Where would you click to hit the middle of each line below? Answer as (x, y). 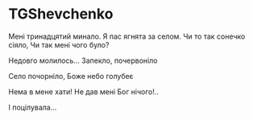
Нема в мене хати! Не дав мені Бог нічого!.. (84, 91)
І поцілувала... (33, 107)
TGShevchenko (61, 14)
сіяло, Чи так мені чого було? (59, 44)
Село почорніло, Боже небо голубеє (71, 76)
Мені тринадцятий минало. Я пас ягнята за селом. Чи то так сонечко (127, 36)
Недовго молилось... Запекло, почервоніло (83, 60)
